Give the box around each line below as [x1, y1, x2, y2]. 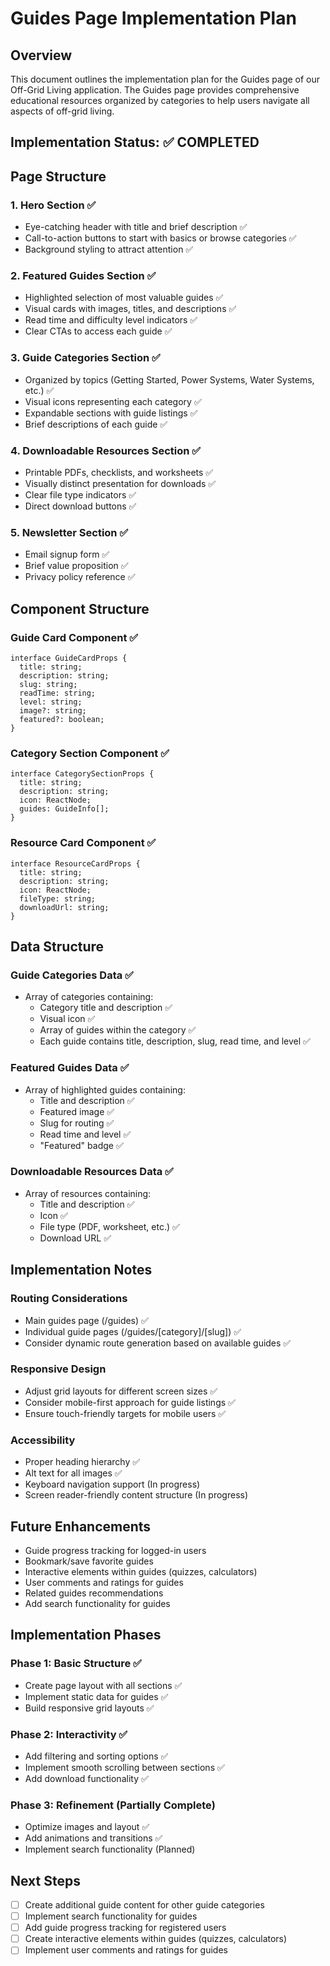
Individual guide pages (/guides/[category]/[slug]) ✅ [24, 1325, 242, 1337]
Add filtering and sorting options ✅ [24, 1750, 169, 1762]
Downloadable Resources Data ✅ [10, 1165, 174, 1179]
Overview [10, 47, 73, 64]
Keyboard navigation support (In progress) [24, 1478, 201, 1491]
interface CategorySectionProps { [10, 769, 155, 779]
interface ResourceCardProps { [10, 858, 141, 869]
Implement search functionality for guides [24, 1910, 198, 1922]
